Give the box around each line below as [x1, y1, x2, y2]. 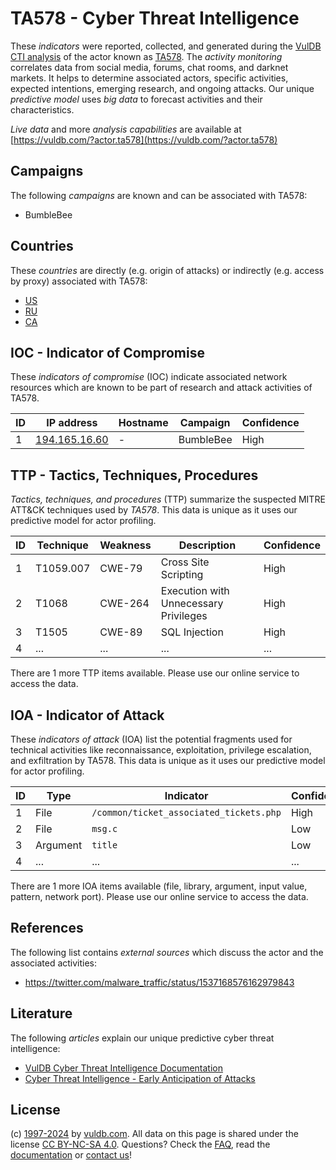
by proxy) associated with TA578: [10, 275, 148, 287]
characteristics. [10, 103, 75, 116]
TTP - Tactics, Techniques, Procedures [10, 467, 259, 484]
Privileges [160, 609, 208, 623]
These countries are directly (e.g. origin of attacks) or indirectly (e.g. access [10, 264, 325, 276]
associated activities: [10, 957, 98, 969]
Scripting [160, 568, 204, 582]
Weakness [99, 538, 152, 552]
